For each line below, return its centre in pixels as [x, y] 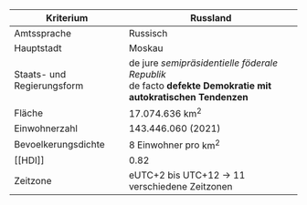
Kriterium [67, 18]
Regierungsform [49, 86]
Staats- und [40, 74]
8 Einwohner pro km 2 [175, 144]
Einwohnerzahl [46, 128]
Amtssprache [42, 33]
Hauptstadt [38, 48]
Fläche [29, 113]
